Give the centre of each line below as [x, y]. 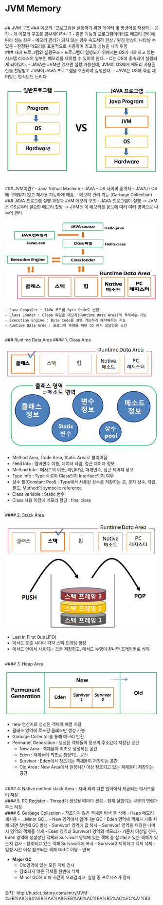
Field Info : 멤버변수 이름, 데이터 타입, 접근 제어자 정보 [63, 463]
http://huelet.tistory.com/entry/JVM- [53, 893]
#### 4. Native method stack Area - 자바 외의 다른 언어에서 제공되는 [72, 788]
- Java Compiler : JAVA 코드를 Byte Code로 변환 [52, 310]
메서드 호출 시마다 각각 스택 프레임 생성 [49, 643]
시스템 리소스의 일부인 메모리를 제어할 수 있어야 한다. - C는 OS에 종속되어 [75, 58]
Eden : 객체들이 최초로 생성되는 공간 [54, 755]
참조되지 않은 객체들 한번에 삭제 [49, 871]
